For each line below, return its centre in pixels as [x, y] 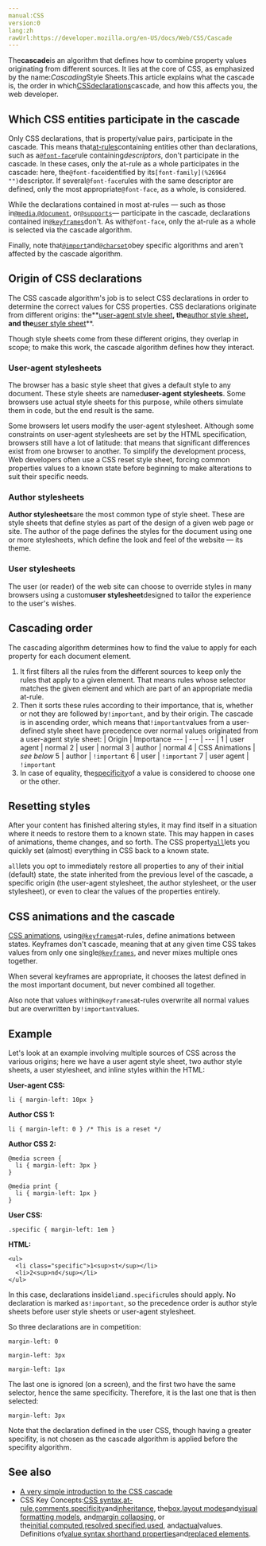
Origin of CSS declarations [75, 279]
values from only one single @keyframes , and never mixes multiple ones [123, 952]
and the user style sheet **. [51, 323]
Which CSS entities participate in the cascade [124, 119]
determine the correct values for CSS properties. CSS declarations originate [132, 306]
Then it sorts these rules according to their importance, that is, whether [137, 705]
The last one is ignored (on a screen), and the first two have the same [122, 1384]
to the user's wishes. [42, 603]
